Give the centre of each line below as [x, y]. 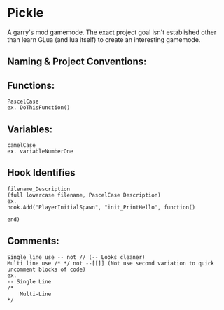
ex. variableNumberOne [40, 151]
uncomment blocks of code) [47, 269]
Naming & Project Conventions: [77, 62]
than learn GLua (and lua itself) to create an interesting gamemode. [104, 39]
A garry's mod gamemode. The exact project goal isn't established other [112, 32]
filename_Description [39, 189]
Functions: [31, 85]
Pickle [26, 13]
